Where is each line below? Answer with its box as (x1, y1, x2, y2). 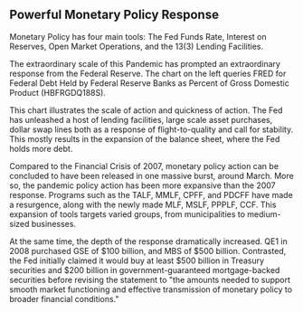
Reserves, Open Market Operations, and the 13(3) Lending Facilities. (9, 41, 264, 52)
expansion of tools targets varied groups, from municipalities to (9, 208, 246, 220)
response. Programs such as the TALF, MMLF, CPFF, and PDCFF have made (9, 189, 294, 200)
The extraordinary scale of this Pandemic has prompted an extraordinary (9, 58, 280, 69)
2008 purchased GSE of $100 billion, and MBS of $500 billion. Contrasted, (9, 245, 287, 256)
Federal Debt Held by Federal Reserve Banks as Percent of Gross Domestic (9, 77, 289, 89)
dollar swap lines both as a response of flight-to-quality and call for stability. (9, 124, 294, 135)
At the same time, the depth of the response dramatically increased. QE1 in (9, 235, 288, 247)
